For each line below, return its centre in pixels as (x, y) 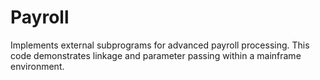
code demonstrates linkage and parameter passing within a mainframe (156, 55)
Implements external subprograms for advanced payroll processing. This (160, 45)
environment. (37, 66)
